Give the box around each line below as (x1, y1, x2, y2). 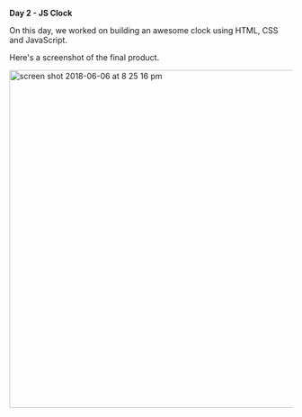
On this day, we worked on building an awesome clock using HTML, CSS (9, 25, 279, 35)
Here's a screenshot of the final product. (9, 52, 160, 62)
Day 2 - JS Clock (9, 8, 73, 18)
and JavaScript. (9, 35, 67, 45)
